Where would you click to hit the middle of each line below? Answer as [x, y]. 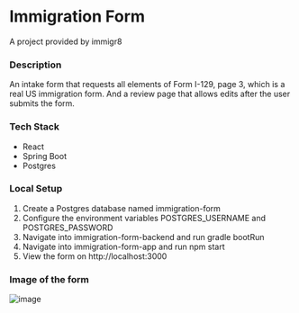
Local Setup [36, 189]
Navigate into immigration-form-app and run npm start [123, 246]
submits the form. [42, 103]
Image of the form [50, 279]
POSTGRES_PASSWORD [68, 228]
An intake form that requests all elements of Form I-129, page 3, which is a [147, 85]
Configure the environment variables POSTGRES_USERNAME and [144, 218]
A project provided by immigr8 [66, 41]
